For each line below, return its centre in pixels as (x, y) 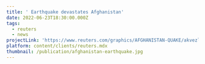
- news (20, 35)
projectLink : (23, 40)
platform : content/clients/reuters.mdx (57, 46)
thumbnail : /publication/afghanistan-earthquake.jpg (75, 52)
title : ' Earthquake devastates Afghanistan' (65, 12)
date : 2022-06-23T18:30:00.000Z (47, 18)
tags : (13, 23)
